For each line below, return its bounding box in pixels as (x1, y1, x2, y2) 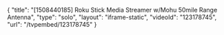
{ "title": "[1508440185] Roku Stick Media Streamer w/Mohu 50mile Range (7, 6, 218, 14)
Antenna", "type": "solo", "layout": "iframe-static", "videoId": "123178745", (7, 13, 217, 21)
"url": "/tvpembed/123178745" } (7, 21, 97, 28)
